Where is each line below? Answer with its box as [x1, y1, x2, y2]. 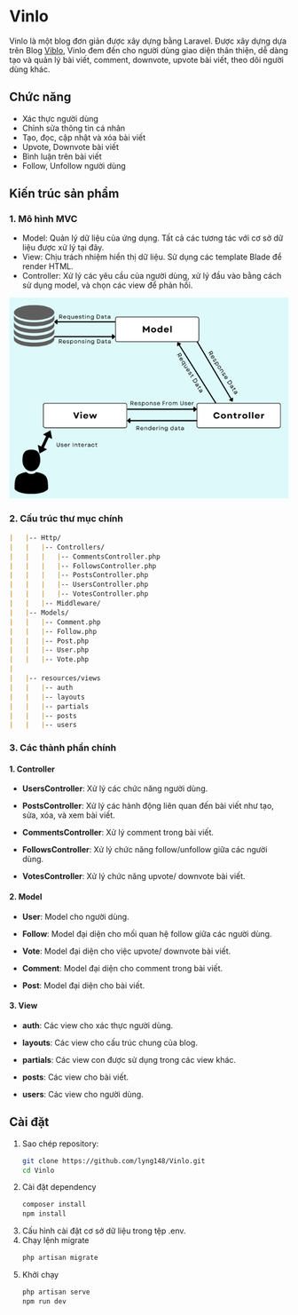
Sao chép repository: [21, 1138, 99, 1149]
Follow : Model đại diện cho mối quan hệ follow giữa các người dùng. [21, 928, 272, 939]
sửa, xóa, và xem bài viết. [21, 810, 115, 820]
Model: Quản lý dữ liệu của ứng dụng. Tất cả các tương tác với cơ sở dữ [21, 233, 284, 243]
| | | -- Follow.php [9, 627, 98, 636]
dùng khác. [9, 64, 51, 75]
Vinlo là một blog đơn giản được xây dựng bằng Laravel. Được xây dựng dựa [9, 36, 286, 46]
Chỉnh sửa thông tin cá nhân [21, 123, 126, 133]
